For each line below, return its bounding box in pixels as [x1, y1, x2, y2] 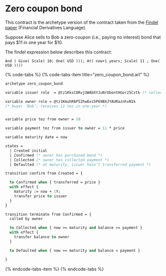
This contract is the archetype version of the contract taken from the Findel [5, 19, 159, 25]
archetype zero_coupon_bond [5, 81, 63, 86]
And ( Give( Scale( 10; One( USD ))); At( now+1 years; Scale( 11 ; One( [5, 58, 161, 63]
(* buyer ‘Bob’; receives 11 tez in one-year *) [5, 103, 107, 109]
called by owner [9, 216, 43, 222]
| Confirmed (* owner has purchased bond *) [9, 153, 103, 158]
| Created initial [9, 148, 48, 153]
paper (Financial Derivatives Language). [5, 24, 86, 30]
